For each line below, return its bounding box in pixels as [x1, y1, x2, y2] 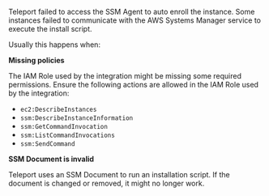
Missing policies [8, 56, 65, 65]
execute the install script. [8, 24, 92, 33]
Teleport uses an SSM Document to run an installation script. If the [8, 170, 230, 179]
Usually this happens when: [8, 40, 101, 49]
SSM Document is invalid [8, 154, 95, 164]
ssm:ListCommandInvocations [19, 131, 115, 139]
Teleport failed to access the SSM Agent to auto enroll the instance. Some [8, 7, 255, 16]
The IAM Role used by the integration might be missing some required [8, 71, 241, 80]
